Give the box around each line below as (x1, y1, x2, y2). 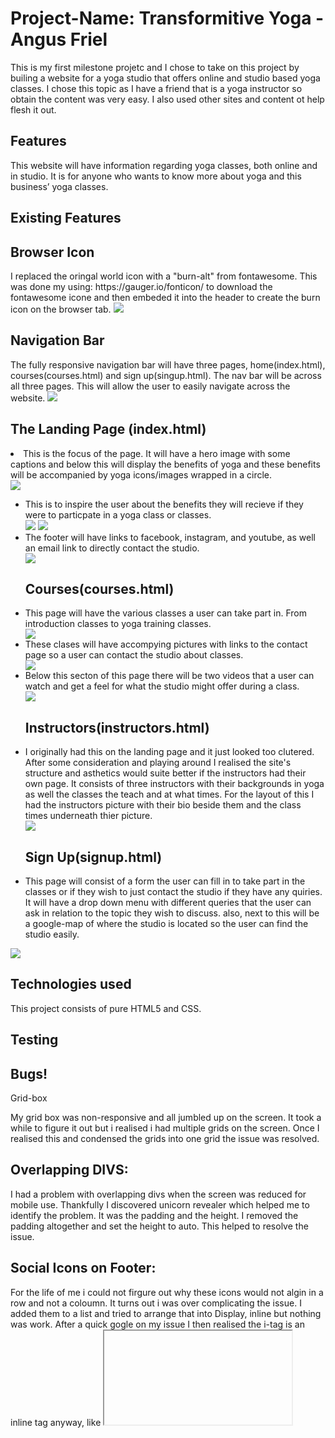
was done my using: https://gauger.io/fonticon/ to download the (10, 280, 273, 292)
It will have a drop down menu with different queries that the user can (24, 897, 312, 909)
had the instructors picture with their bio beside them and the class (24, 799, 302, 811)
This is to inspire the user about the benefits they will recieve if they (24, 498, 304, 510)
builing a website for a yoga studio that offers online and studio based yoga (10, 72, 321, 84)
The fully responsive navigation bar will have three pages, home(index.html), (10, 358, 326, 371)
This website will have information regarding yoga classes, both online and (10, 159, 318, 171)
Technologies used (10, 976, 132, 993)
